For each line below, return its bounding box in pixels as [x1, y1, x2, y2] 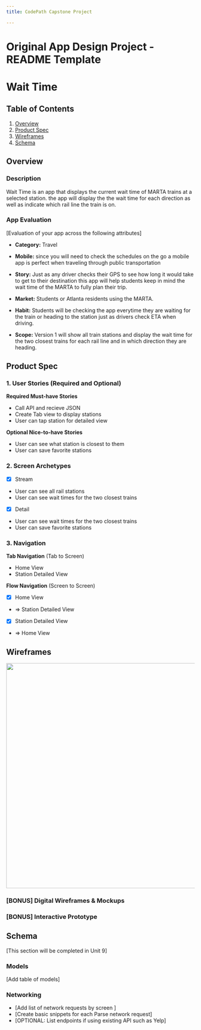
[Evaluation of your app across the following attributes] [6, 229, 142, 236]
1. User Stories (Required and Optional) [6, 379, 121, 388]
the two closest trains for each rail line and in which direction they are [14, 337, 187, 345]
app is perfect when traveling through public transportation [14, 259, 161, 266]
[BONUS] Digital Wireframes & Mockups [6, 897, 125, 905]
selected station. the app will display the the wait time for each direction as [6, 194, 191, 202]
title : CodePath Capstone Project [6, 8, 93, 15]
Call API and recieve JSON [14, 405, 81, 412]
